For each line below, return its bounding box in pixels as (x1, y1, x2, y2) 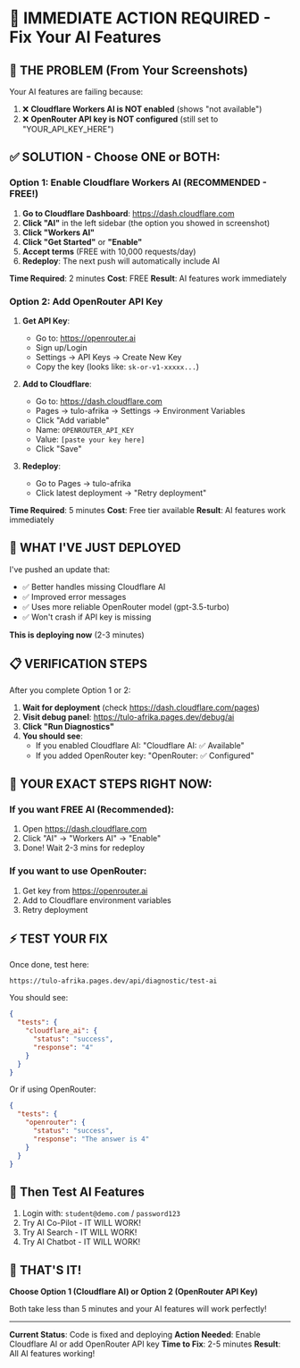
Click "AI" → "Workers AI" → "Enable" (21, 833, 162, 844)
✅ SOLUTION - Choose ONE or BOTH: (9, 149, 221, 165)
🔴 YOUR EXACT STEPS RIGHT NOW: (9, 777, 212, 791)
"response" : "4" (32, 1043, 94, 1051)
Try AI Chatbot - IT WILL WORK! (21, 1237, 141, 1247)
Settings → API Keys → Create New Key (35, 351, 182, 362)
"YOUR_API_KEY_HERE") (21, 124, 114, 134)
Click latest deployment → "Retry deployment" (35, 487, 207, 498)
